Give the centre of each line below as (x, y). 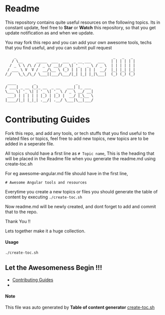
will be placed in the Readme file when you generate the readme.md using (81, 158)
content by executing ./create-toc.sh (44, 197)
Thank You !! (18, 221)
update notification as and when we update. (50, 33)
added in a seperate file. (30, 143)
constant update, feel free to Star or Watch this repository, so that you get (81, 27)
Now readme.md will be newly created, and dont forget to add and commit (81, 206)
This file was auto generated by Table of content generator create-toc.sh (80, 308)
